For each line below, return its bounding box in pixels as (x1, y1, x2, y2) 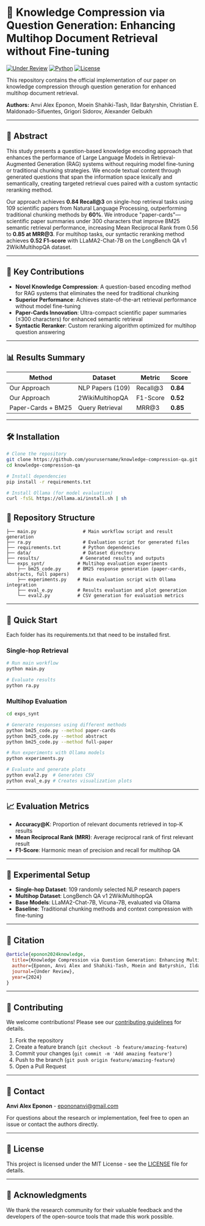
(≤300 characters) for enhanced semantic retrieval (15, 315, 143, 323)
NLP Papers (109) (78, 384, 131, 392)
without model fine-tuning (15, 302, 81, 310)
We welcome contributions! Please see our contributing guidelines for (6, 1019, 182, 1026)
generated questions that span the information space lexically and (6, 173, 173, 181)
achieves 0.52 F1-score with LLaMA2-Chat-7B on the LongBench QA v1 (6, 237, 187, 244)
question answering (15, 328, 65, 335)
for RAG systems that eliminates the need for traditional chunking (15, 289, 179, 296)
